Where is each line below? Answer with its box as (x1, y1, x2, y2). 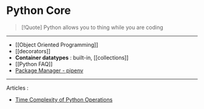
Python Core (6, 4, 71, 18)
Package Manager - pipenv (15, 67, 84, 74)
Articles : (6, 84, 29, 91)
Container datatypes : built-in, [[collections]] (15, 54, 129, 61)
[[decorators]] (15, 47, 50, 54)
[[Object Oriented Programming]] (15, 41, 98, 48)
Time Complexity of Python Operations (15, 96, 113, 103)
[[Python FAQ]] (15, 60, 53, 67)
